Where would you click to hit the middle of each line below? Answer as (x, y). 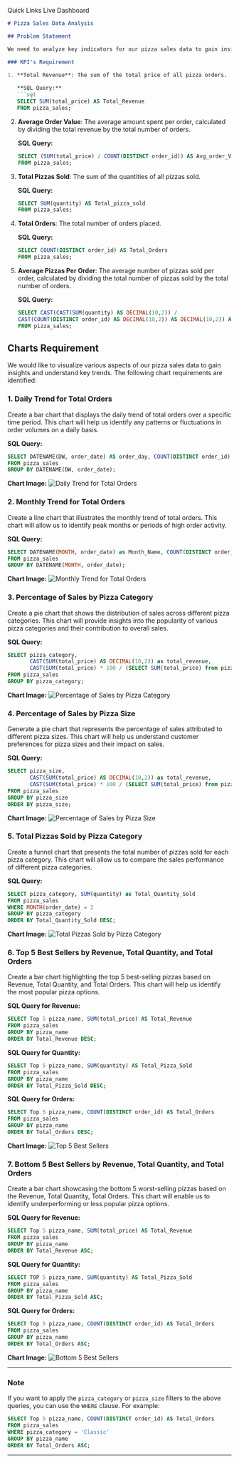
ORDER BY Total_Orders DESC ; (51, 1132)
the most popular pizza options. (54, 992)
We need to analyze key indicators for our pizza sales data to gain (113, 49)
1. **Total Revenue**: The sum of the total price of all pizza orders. (117, 75)
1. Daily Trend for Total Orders (60, 399)
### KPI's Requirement (41, 62)
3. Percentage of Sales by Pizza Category (80, 597)
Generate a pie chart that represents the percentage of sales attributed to (115, 729)
